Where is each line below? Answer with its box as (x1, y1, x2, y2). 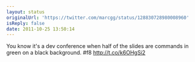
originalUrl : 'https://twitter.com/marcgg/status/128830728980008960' (6, 15, 190, 21)
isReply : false (6, 20, 45, 26)
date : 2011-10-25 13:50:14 (6, 26, 75, 32)
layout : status (6, 9, 45, 15)
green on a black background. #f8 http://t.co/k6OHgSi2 (6, 49, 146, 57)
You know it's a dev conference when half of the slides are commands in (6, 43, 189, 50)
